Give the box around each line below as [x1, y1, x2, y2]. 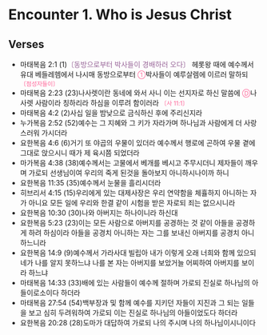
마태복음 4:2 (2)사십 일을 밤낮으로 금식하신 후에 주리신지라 [19, 108, 202, 118]
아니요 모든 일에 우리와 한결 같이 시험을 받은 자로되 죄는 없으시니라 [28, 198, 236, 207]
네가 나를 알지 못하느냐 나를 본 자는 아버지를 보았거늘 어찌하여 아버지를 [19, 258, 240, 267]
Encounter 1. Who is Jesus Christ [8, 6, 232, 24]
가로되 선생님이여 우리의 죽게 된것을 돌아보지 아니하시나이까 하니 [28, 168, 229, 177]
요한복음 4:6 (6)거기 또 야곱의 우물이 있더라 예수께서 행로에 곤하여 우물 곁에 [19, 138, 256, 147]
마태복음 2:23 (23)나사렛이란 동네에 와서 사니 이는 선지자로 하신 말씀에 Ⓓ [19, 88, 251, 98]
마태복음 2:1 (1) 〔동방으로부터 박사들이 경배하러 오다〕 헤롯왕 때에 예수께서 [19, 60, 254, 69]
